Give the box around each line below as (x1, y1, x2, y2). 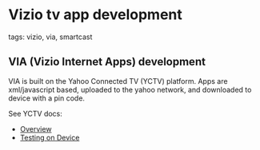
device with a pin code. (8, 93, 86, 103)
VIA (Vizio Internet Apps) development (8, 55, 206, 69)
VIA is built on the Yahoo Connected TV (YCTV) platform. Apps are (8, 76, 228, 85)
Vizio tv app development (8, 6, 182, 24)
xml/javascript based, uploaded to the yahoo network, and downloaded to (8, 85, 252, 94)
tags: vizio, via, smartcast (8, 32, 93, 41)
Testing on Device (19, 132, 80, 142)
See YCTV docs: (8, 109, 62, 118)
